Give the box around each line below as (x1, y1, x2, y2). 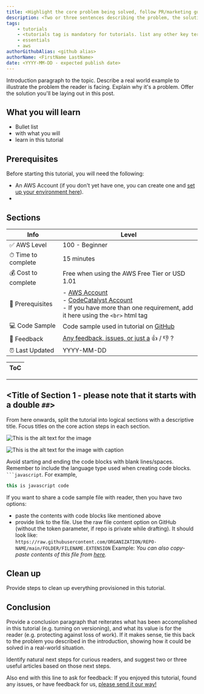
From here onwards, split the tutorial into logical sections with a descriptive (6, 416, 194, 423)
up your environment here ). (15, 188, 84, 195)
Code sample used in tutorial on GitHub (63, 322, 175, 331)
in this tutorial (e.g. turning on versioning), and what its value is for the (6, 625, 182, 632)
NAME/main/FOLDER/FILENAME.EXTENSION (15, 545, 111, 552)
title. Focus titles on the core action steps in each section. (6, 422, 151, 430)
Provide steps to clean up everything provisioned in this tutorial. (6, 584, 166, 592)
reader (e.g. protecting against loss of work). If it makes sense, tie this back (6, 631, 195, 639)
